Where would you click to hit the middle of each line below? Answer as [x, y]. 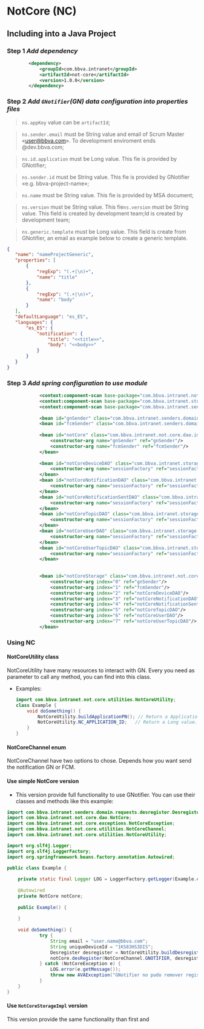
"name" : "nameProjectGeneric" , [54, 255]
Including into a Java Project [62, 34]
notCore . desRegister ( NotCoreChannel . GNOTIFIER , [111, 958]
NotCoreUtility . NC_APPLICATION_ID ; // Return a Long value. [118, 722]
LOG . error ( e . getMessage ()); [85, 970]
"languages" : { [34, 322]
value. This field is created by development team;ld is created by [102, 213]
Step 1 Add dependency [42, 51]
